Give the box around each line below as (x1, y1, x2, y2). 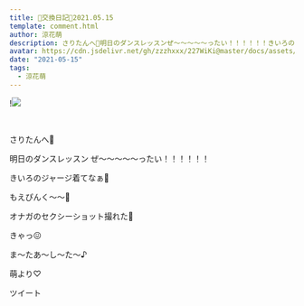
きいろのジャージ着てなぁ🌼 (9, 172, 110, 183)
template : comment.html (9, 22, 100, 31)
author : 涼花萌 (9, 30, 62, 39)
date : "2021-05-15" (9, 55, 83, 64)
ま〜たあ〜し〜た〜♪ (9, 249, 88, 260)
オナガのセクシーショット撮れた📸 (9, 210, 134, 221)
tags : (9, 64, 30, 73)
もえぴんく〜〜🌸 (9, 191, 71, 202)
